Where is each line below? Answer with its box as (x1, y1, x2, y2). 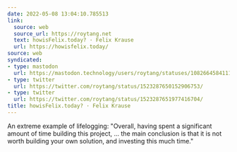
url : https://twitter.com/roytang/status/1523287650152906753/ (13, 83, 203, 90)
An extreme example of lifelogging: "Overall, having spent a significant (7, 122, 212, 130)
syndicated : (7, 57, 42, 64)
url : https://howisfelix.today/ (13, 43, 109, 50)
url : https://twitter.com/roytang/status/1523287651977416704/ (13, 96, 203, 103)
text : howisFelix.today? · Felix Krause (13, 37, 134, 44)
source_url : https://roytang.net (13, 30, 112, 37)
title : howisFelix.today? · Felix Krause (7, 103, 131, 110)
